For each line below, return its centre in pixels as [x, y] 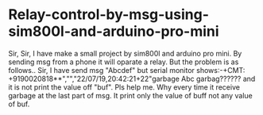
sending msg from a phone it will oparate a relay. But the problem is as [124, 62]
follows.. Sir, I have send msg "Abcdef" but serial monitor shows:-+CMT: [127, 70]
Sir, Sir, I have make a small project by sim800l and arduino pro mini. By [125, 53]
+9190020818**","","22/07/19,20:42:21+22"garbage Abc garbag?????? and [132, 79]
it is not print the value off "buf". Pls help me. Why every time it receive [124, 87]
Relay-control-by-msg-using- [108, 15]
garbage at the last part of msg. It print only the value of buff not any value [130, 95]
